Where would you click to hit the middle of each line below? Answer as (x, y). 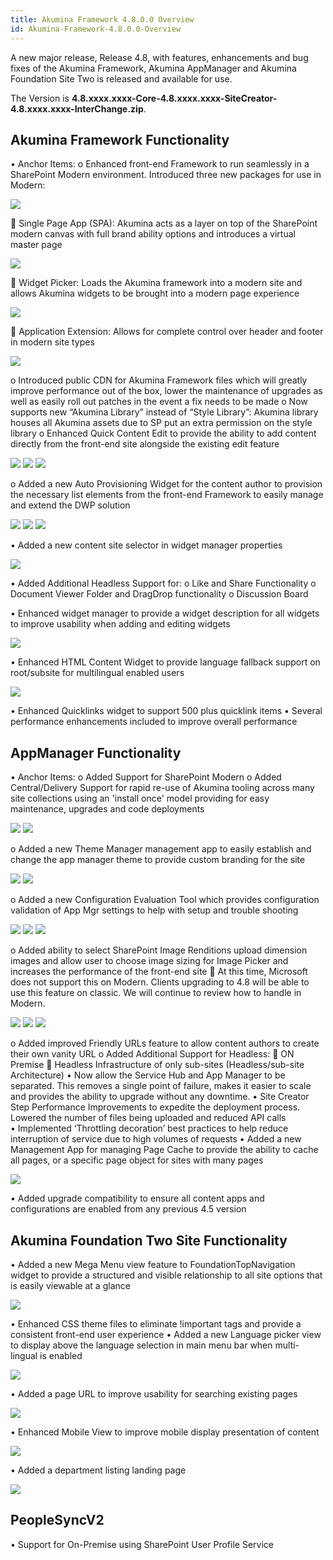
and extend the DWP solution (70, 505)
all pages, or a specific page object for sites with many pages (137, 1160)
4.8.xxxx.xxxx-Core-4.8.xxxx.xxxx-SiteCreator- (174, 98)
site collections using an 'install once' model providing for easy (140, 798)
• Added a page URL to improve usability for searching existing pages (154, 1393)
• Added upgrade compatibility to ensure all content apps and (137, 1198)
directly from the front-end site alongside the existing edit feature (145, 444)
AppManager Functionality (96, 752)
